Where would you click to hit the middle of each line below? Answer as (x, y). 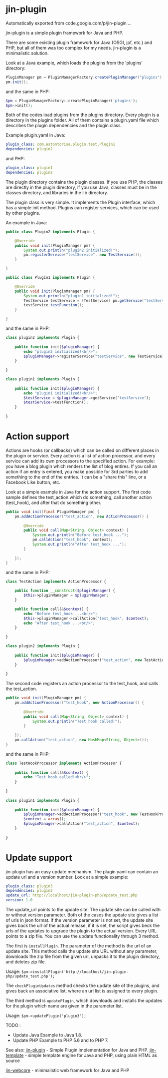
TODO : (13, 1025)
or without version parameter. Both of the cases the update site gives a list (82, 915)
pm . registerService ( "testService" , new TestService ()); (83, 255)
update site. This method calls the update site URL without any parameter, (82, 951)
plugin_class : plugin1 (29, 168)
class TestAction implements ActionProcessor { (56, 582)
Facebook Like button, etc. (33, 482)
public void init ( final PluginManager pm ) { (53, 511)
